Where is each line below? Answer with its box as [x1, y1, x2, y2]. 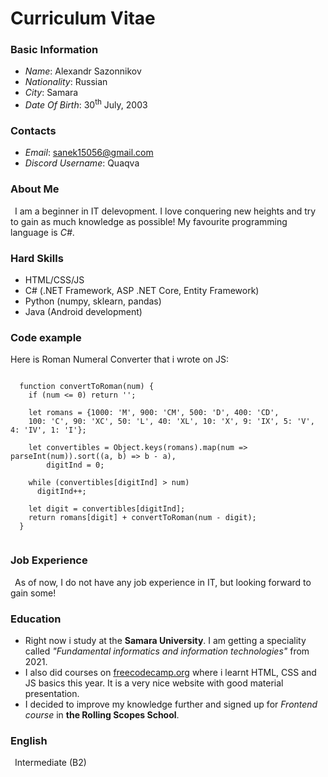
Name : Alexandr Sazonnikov [24, 65, 142, 77]
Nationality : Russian [24, 76, 108, 88]
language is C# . [10, 226, 75, 238]
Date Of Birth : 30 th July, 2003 [24, 97, 148, 111]
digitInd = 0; [46, 460, 105, 471]
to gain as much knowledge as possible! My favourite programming [10, 215, 288, 227]
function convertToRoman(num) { [19, 382, 155, 392]
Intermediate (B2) [14, 757, 87, 769]
